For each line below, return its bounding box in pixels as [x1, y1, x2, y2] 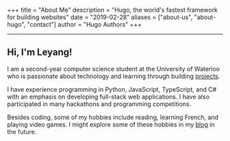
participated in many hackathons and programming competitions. [7, 99, 192, 108]
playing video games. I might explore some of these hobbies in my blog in [7, 120, 215, 129]
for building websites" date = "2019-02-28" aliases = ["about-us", [7, 13, 193, 21]
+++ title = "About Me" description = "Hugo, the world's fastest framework [7, 6, 218, 14]
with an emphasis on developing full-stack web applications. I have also [7, 92, 210, 101]
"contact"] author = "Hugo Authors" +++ [27, 21, 142, 28]
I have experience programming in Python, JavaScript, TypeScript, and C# [7, 85, 217, 93]
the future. [7, 127, 37, 136]
